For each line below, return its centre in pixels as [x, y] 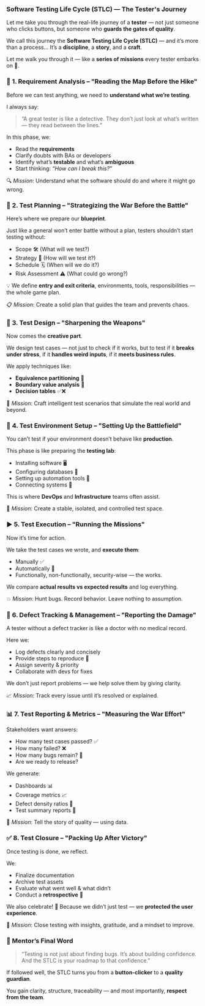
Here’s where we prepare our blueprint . [56, 218]
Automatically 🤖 [35, 568]
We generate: [24, 773]
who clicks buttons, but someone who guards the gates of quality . [91, 29]
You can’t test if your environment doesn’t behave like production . [90, 439]
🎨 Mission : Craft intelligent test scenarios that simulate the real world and [99, 403]
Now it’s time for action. [36, 538]
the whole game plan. [34, 292]
